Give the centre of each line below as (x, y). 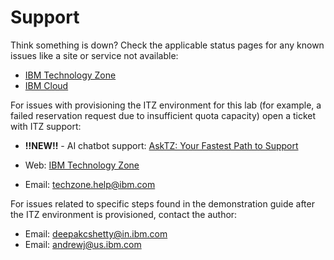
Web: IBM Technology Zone (82, 165)
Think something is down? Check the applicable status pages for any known (167, 45)
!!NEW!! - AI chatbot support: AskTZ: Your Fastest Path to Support (161, 145)
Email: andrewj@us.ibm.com (83, 244)
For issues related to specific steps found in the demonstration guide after (162, 203)
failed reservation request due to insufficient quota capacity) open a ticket (163, 115)
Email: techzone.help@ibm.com (90, 184)
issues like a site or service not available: (94, 55)
